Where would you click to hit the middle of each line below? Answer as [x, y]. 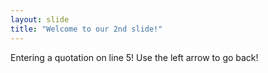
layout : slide [40, 19]
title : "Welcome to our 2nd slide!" [86, 29]
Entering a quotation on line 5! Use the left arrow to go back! [134, 57]
